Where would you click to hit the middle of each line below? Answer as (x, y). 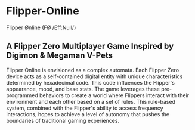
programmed (22, 95)
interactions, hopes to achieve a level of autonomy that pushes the (88, 114)
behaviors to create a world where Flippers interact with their (114, 95)
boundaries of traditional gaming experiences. (63, 120)
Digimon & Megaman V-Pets (60, 56)
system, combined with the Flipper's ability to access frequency (85, 108)
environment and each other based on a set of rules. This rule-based (91, 101)
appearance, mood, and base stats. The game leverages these (83, 89)
